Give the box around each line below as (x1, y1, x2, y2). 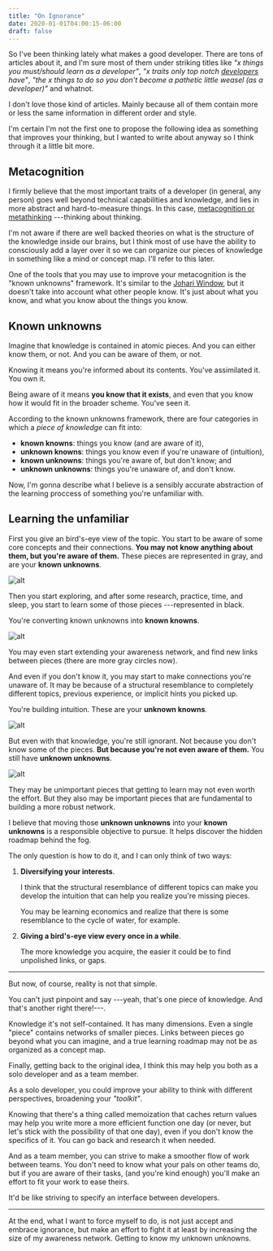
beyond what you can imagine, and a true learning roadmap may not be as (8, 1036, 258, 1045)
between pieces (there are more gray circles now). (8, 655, 178, 665)
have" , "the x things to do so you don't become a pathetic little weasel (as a (8, 75, 264, 85)
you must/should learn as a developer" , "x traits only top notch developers (8, 67, 258, 76)
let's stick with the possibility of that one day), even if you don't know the (8, 1127, 253, 1136)
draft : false (8, 27, 53, 35)
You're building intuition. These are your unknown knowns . (8, 704, 208, 714)
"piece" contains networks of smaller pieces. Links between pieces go (8, 1027, 245, 1037)
